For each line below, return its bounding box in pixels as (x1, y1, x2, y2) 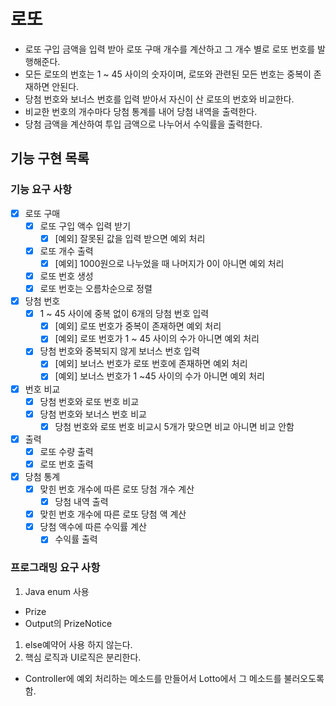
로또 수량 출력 (39, 445, 94, 457)
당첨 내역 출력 (54, 496, 109, 508)
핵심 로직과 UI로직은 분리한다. (24, 651, 142, 663)
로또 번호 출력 (39, 458, 94, 470)
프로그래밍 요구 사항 (10, 561, 101, 575)
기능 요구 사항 (10, 183, 73, 197)
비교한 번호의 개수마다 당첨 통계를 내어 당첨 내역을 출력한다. (24, 105, 258, 117)
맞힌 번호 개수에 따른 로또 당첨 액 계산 (39, 508, 187, 520)
